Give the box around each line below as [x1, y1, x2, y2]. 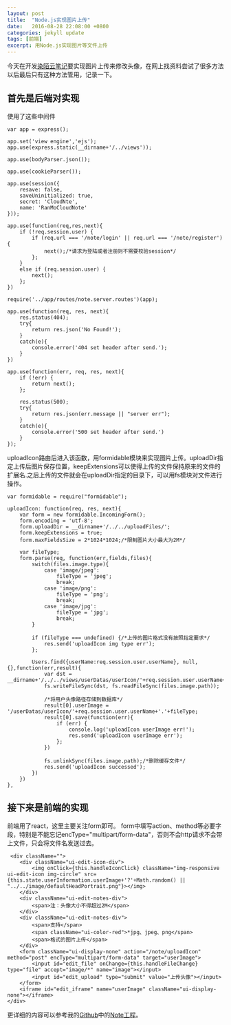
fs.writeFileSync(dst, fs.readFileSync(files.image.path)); [43, 683, 220, 690]
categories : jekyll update [7, 29, 85, 37]
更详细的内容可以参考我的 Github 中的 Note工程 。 [7, 1011, 142, 1019]
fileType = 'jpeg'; [56, 572, 112, 579]
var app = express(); [7, 125, 69, 133]
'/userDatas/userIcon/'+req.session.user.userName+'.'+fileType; [7, 707, 198, 715]
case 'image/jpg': [43, 603, 97, 610]
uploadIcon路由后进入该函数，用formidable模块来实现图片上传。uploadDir [7, 453, 218, 462]
